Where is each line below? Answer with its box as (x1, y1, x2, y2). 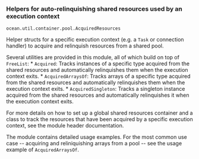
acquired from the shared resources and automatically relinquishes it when (6, 91, 189, 99)
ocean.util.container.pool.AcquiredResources (6, 26, 121, 31)
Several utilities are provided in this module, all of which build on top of (6, 54, 180, 61)
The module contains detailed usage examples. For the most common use (6, 133, 187, 141)
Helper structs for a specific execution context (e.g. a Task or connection (6, 36, 184, 43)
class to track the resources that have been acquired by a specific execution (6, 116, 193, 123)
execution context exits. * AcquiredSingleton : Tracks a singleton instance (6, 85, 185, 93)
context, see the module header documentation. (6, 122, 124, 129)
